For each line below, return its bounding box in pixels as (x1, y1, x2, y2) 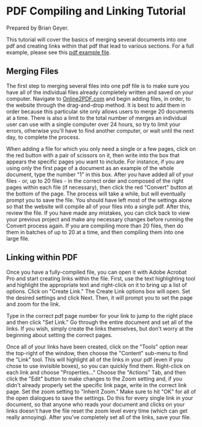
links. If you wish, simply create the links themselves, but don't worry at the (6, 324, 194, 332)
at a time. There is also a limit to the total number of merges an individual (6, 114, 187, 121)
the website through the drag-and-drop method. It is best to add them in (6, 101, 186, 109)
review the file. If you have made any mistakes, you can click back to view (6, 209, 190, 217)
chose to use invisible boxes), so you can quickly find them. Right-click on (6, 362, 191, 369)
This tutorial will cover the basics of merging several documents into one (6, 36, 187, 43)
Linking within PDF (6, 252, 78, 263)
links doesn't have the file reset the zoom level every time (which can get (6, 407, 188, 414)
